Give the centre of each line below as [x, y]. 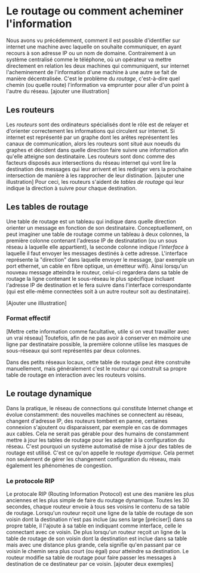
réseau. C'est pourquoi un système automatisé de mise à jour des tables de [99, 446]
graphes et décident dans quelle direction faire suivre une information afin [97, 150]
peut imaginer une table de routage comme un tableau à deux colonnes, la [98, 234]
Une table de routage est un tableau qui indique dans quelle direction [91, 221]
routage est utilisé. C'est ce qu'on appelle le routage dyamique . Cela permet [100, 453]
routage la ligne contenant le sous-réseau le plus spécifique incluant [90, 278]
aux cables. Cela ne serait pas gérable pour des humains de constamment [98, 433]
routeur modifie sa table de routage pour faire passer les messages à [91, 557]
